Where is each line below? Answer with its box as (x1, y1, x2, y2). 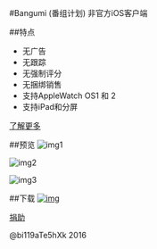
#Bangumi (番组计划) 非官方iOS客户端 (9, 8, 148, 18)
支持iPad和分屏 (21, 102, 78, 112)
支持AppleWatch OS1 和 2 (21, 90, 116, 101)
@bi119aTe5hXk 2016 (9, 230, 87, 240)
